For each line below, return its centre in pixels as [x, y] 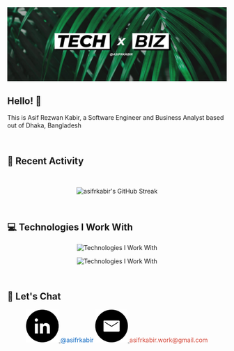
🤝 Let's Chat [34, 296]
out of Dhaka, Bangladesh [44, 125]
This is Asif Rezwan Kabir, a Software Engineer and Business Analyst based [116, 118]
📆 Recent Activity [46, 161]
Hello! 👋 [24, 101]
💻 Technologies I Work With [70, 227]
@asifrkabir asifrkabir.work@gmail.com [134, 340]
